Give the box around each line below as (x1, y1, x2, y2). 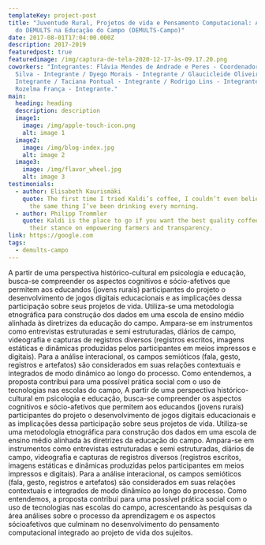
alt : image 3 (22, 173, 65, 181)
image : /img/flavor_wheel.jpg (22, 166, 122, 174)
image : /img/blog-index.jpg (22, 144, 114, 151)
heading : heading (15, 99, 73, 107)
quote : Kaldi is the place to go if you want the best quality (22, 217, 235, 225)
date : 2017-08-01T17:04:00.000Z (8, 33, 114, 42)
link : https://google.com (8, 232, 93, 240)
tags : (8, 239, 26, 247)
